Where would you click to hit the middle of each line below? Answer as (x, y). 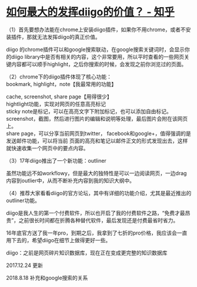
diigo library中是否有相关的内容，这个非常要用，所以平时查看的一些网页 (98, 57)
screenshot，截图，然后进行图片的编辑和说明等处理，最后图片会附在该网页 (97, 118)
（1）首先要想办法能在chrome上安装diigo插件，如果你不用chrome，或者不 (96, 29)
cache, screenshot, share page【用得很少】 (59, 96)
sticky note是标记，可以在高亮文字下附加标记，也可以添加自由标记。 (89, 111)
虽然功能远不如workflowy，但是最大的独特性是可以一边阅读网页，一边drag (96, 173)
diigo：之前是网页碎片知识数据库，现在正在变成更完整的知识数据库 (87, 253)
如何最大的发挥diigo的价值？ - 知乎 (91, 12)
